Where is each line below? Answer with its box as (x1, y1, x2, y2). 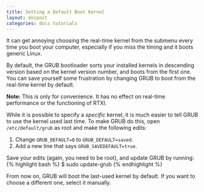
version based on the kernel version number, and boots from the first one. (6, 68, 192, 76)
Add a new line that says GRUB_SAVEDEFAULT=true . (15, 143, 137, 150)
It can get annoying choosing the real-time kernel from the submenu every (6, 37, 194, 44)
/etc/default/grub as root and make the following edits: (6, 124, 147, 132)
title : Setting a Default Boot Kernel (6, 9, 105, 15)
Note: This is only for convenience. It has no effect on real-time (6, 93, 166, 101)
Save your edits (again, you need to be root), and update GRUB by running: (6, 154, 194, 162)
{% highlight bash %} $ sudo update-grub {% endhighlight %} (6, 161, 163, 168)
